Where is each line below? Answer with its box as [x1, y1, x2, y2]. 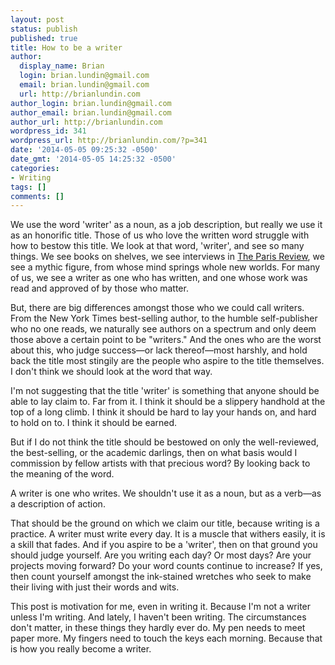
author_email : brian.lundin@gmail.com [10, 107, 172, 118]
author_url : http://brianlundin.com [10, 117, 163, 127]
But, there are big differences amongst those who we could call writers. [10, 302, 305, 314]
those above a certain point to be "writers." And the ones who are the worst [10, 334, 322, 346]
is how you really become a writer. [10, 643, 152, 655]
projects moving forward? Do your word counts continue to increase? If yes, [10, 560, 323, 572]
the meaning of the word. [10, 468, 115, 480]
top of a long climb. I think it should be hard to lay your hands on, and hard [10, 406, 317, 418]
